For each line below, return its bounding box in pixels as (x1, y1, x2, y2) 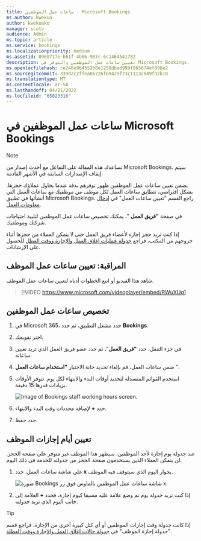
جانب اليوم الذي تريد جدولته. (14, 498, 78, 505)
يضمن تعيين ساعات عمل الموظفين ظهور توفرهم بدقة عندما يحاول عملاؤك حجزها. (6, 182, 188, 189)
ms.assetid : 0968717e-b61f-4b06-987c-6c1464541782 (6, 54, 136, 60)
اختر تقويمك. (14, 334, 44, 341)
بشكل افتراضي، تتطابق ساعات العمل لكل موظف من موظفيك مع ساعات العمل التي (6, 188, 193, 195)
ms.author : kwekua (6, 14, 52, 21)
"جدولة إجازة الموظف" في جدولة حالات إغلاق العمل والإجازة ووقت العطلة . (6, 528, 173, 535)
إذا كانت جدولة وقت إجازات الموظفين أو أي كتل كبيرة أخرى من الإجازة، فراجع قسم (6, 521, 191, 528)
